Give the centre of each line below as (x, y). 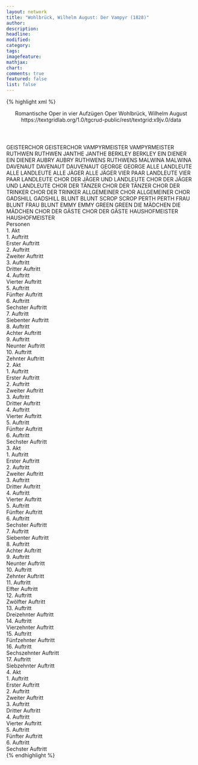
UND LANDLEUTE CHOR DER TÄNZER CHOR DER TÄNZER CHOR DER (93, 186)
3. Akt (14, 448)
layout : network (26, 12)
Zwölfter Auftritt (26, 602)
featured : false (26, 79)
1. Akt (13, 230)
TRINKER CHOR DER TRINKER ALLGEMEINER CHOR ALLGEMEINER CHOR (98, 192)
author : (16, 23)
